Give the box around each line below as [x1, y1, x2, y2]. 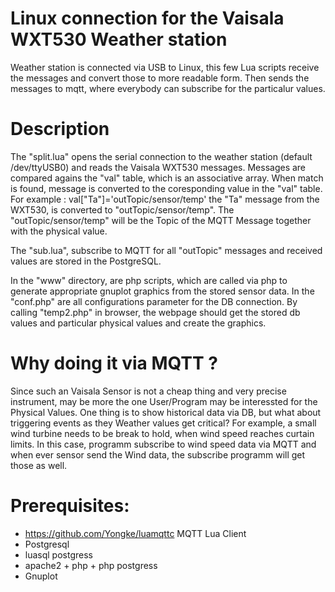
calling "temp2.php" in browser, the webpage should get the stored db [10, 306, 301, 318]
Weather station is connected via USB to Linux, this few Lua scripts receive [10, 61, 320, 73]
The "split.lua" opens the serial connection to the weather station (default [10, 150, 313, 162]
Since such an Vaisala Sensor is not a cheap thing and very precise [10, 385, 287, 397]
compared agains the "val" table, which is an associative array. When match [10, 172, 324, 184]
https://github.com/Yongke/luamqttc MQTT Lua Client [24, 527, 247, 539]
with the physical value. [10, 225, 108, 237]
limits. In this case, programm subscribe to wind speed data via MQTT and [10, 438, 317, 450]
